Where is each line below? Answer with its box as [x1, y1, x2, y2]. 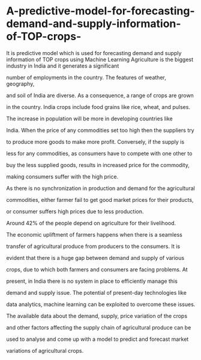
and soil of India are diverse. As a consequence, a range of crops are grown [6, 92, 194, 99]
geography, [6, 80, 35, 87]
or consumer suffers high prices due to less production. [6, 208, 144, 215]
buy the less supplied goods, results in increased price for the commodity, [6, 161, 190, 168]
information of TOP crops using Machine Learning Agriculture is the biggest [6, 56, 194, 63]
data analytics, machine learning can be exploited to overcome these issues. [6, 301, 196, 308]
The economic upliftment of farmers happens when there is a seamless [6, 231, 183, 238]
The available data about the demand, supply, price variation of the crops [6, 312, 188, 319]
